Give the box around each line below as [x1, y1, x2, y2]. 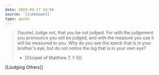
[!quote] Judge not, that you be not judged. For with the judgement [17, 30, 154, 36]
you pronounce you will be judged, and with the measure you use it [17, 35, 154, 41]
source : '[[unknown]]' [5, 12, 52, 17]
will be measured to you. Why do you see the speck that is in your [17, 40, 152, 46]
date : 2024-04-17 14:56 [5, 7, 54, 12]
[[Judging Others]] [5, 64, 43, 70]
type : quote [5, 16, 30, 21]
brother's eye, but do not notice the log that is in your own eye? [17, 45, 147, 51]
